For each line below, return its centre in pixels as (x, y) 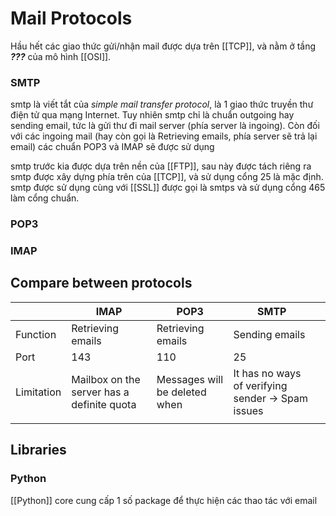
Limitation (38, 392)
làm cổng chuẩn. (45, 198)
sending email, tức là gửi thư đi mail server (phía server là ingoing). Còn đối (165, 126)
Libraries (38, 450)
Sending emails (269, 334)
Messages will (190, 379)
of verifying (260, 385)
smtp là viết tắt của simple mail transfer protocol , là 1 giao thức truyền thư (162, 104)
